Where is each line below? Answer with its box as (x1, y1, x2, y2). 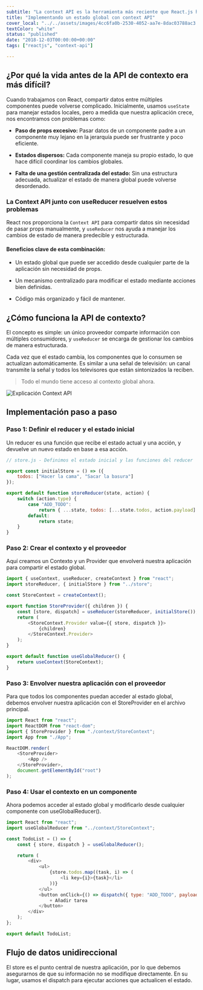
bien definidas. (14, 284, 53, 291)
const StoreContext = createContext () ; (6, 592, 107, 599)
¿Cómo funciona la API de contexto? (6, 313, 146, 323)
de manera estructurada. (6, 342, 68, 348)
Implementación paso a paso (6, 407, 117, 417)
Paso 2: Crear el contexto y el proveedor (6, 544, 127, 552)
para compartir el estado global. (6, 564, 86, 572)
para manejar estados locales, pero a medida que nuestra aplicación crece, (6, 108, 194, 116)
